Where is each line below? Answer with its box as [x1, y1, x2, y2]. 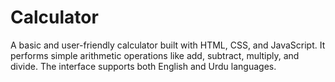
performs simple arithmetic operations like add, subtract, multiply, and [10, 49, 300, 61]
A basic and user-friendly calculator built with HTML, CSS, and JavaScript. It [10, 39, 326, 51]
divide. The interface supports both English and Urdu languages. [10, 60, 277, 72]
